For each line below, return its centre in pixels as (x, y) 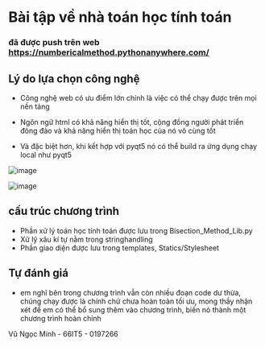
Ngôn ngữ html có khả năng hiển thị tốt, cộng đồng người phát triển (132, 122)
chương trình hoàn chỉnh (61, 318)
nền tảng (35, 106)
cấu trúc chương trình (64, 211)
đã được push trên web (54, 43)
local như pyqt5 (46, 155)
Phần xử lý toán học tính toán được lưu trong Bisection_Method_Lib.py (137, 230)
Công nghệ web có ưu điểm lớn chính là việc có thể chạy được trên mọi (139, 97)
